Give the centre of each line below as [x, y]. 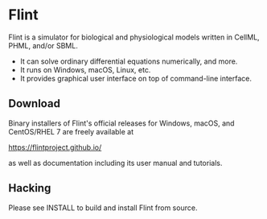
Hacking [30, 188]
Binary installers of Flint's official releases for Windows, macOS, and [121, 123]
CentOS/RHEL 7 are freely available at [71, 131]
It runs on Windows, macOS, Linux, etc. [85, 69]
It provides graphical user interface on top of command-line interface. [136, 78]
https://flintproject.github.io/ [55, 147]
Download [34, 103]
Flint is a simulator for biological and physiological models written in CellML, [134, 37]
